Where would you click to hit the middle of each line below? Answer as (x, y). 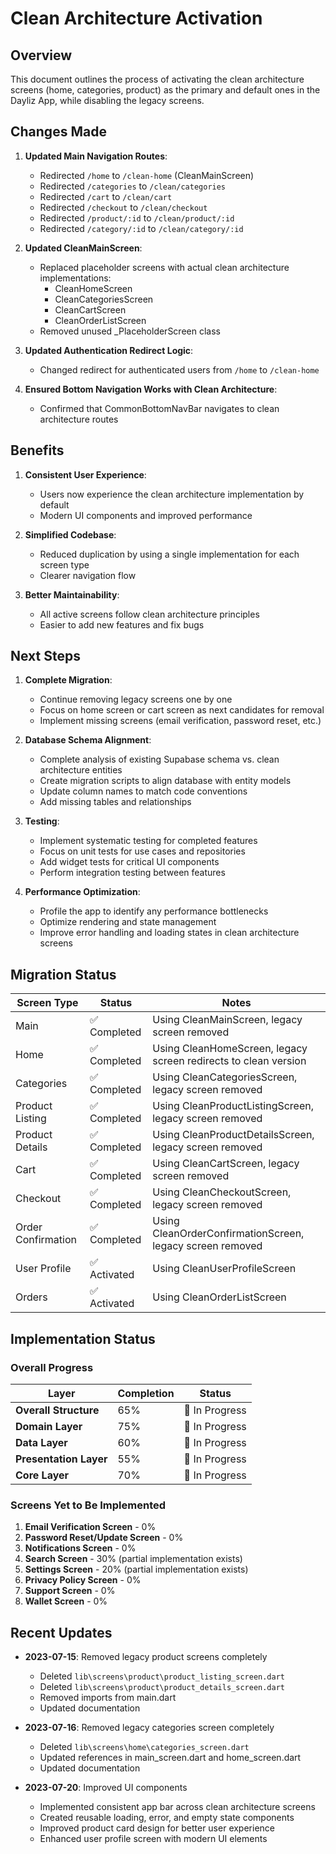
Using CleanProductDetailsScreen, (233, 1135)
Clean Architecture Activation (136, 18)
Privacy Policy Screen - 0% (83, 1580)
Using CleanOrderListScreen (219, 1297)
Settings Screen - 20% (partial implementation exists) (136, 1569)
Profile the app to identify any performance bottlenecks (154, 911)
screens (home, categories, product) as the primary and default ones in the (165, 90)
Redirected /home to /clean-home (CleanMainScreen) (147, 175)
